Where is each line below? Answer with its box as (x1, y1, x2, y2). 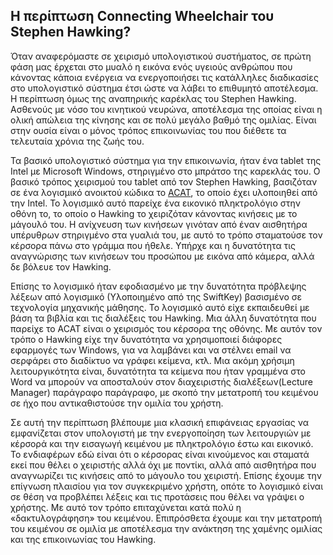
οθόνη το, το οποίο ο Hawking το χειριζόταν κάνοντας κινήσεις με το (10, 207, 298, 219)
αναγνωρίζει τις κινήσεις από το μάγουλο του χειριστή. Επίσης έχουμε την (10, 469, 323, 481)
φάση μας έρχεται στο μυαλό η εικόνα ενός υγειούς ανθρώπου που (10, 60, 293, 73)
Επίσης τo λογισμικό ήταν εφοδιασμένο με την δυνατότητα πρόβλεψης (10, 280, 307, 292)
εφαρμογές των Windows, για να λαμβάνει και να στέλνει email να (10, 344, 292, 356)
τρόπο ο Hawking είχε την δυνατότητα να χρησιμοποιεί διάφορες (10, 333, 283, 345)
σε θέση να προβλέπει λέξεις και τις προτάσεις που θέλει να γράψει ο (10, 490, 305, 503)
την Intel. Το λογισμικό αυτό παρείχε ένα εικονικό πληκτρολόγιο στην (10, 197, 301, 209)
